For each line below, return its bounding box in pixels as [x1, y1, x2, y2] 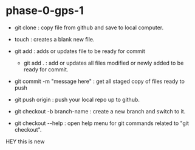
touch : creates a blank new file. [14, 35, 95, 43]
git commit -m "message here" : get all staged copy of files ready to [14, 77, 185, 85]
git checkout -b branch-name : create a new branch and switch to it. [14, 107, 186, 115]
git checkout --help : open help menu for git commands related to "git [14, 120, 190, 127]
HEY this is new [5, 138, 45, 145]
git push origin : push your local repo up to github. [14, 96, 140, 103]
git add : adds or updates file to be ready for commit [14, 47, 145, 55]
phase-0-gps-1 [5, 4, 84, 18]
